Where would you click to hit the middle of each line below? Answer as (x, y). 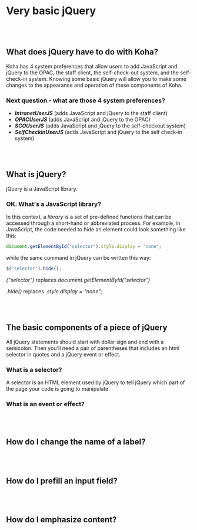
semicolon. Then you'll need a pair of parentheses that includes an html (93, 348)
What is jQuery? (36, 174)
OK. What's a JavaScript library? (54, 204)
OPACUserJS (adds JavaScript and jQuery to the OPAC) (83, 120)
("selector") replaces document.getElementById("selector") (78, 280)
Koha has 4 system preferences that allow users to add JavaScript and (92, 66)
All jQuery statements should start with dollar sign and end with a (85, 342)
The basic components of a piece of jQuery (87, 328)
